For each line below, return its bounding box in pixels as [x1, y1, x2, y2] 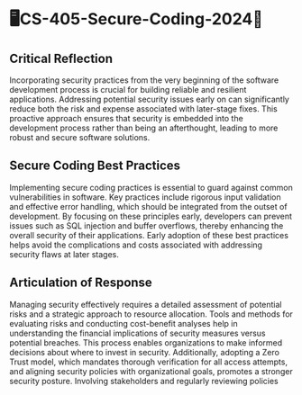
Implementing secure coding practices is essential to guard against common [9, 182, 293, 193]
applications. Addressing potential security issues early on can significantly [9, 94, 290, 104]
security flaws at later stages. [9, 248, 120, 259]
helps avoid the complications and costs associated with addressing [9, 239, 263, 250]
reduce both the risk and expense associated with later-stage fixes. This [9, 103, 278, 114]
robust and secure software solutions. [9, 132, 151, 142]
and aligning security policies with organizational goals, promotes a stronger [9, 365, 293, 376]
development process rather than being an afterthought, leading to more [9, 122, 279, 133]
